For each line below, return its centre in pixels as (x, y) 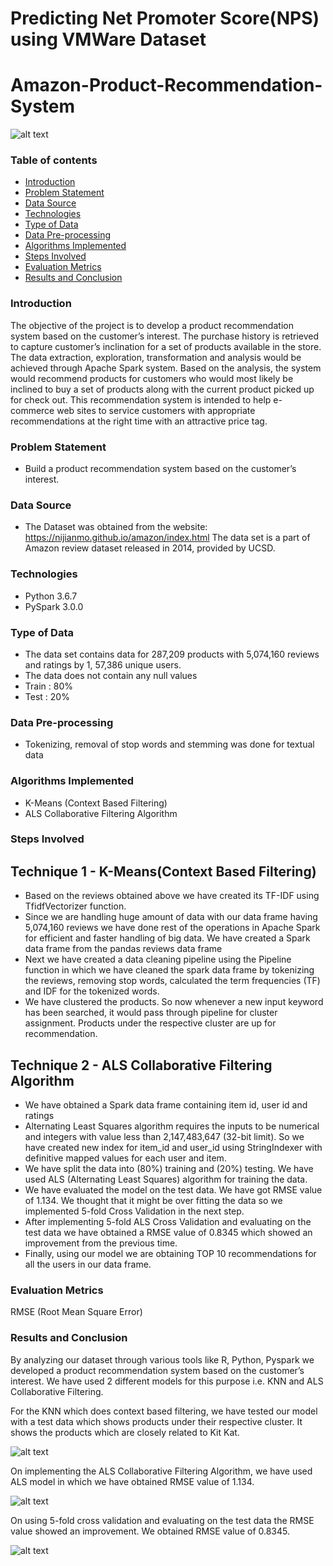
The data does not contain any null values (111, 675)
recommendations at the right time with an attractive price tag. (139, 421)
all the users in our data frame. (88, 1264)
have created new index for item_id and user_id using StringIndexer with (173, 1148)
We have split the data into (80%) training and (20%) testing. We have (169, 1169)
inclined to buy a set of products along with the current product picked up (162, 389)
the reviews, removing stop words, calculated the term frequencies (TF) (172, 981)
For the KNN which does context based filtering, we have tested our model (164, 1411)
